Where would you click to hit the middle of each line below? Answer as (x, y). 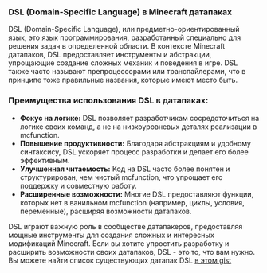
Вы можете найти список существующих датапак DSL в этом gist (120, 260)
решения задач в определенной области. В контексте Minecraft (117, 46)
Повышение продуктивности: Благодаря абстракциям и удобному (135, 143)
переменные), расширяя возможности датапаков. (106, 211)
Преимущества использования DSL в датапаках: (108, 100)
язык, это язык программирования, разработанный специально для (125, 37)
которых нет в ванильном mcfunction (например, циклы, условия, (132, 202)
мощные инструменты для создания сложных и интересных (112, 235)
